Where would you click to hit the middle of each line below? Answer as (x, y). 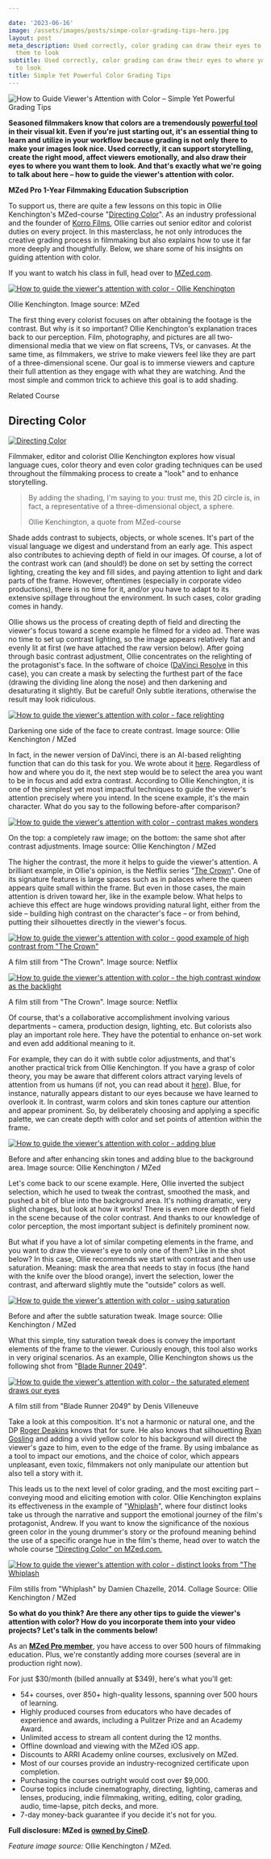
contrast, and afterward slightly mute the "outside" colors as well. (117, 1284)
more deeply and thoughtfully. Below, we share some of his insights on (126, 248)
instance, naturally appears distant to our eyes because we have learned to (133, 1093)
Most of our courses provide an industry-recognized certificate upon (134, 1763)
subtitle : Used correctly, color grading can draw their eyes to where (131, 61)
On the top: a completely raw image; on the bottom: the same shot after (127, 837)
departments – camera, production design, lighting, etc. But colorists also (130, 1026)
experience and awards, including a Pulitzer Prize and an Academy (131, 1720)
